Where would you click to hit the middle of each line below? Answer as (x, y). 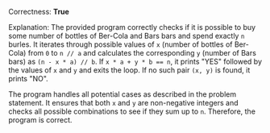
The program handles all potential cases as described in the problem (122, 94)
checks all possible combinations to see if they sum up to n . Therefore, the (132, 111)
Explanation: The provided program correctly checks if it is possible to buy (132, 27)
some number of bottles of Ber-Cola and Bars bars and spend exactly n (127, 36)
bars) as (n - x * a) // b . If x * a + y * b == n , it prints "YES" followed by (135, 61)
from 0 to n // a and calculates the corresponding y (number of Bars (142, 53)
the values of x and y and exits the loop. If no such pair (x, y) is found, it (129, 70)
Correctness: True (39, 12)
